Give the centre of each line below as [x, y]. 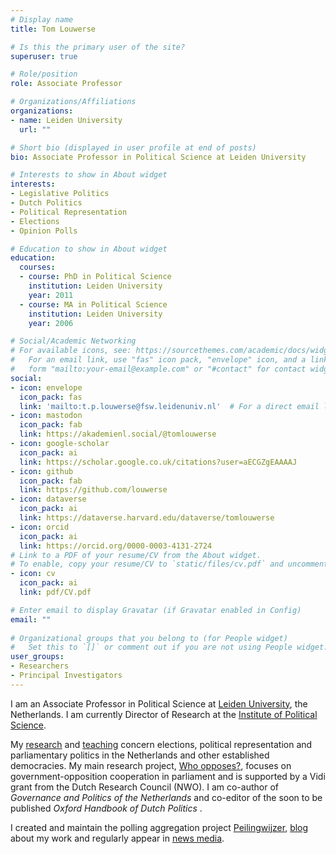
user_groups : [37, 657]
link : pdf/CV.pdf [55, 592]
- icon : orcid [40, 527]
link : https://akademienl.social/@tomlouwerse [118, 434]
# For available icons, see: [71, 351]
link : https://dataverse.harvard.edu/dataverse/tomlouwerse [147, 518]
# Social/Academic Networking [73, 341]
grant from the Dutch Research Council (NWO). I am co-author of [144, 787]
